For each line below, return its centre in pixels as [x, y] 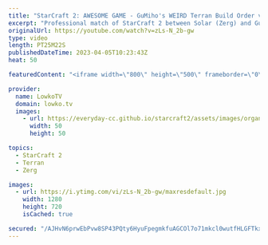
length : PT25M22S [37, 45]
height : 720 [42, 207]
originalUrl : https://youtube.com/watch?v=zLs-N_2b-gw [101, 30]
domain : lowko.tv [44, 104]
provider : [25, 89]
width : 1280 [42, 200]
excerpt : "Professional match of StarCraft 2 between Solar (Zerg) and [130, 23]
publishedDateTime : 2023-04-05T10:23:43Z [78, 53]
